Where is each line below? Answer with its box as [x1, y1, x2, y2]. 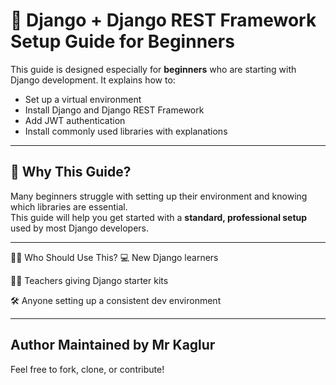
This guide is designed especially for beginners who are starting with [10, 63, 297, 75]
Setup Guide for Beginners [10, 30, 235, 53]
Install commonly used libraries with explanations [24, 125, 228, 137]
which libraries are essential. [10, 200, 128, 213]
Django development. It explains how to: [10, 74, 176, 86]
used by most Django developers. [10, 222, 149, 234]
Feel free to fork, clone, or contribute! [10, 363, 165, 375]
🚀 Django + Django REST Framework [10, 9, 317, 32]
